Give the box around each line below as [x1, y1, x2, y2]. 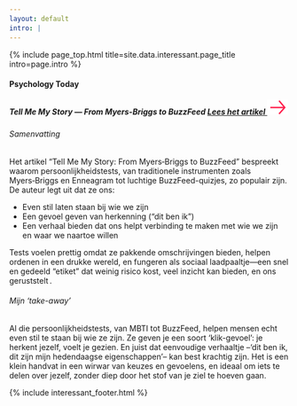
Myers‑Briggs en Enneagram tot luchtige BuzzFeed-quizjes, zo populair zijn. [9, 175, 288, 185]
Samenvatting [9, 129, 60, 139]
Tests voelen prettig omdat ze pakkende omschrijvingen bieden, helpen [9, 246, 270, 257]
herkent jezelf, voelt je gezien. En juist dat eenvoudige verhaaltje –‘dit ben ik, [9, 341, 288, 352]
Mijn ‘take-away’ [9, 295, 72, 306]
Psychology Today [9, 79, 80, 90]
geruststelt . [9, 275, 52, 285]
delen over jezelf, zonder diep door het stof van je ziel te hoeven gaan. [9, 370, 267, 380]
